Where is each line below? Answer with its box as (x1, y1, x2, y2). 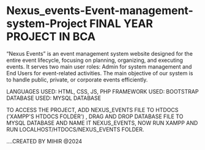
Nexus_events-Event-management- (6, 4, 194, 18)
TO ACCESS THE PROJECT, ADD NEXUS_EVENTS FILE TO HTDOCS (6, 106, 179, 113)
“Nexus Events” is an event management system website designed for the (6, 50, 193, 57)
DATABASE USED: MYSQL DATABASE (6, 94, 102, 102)
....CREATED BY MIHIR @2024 (6, 137, 83, 144)
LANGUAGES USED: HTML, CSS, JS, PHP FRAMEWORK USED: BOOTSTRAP (6, 88, 199, 95)
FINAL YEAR (89, 17, 153, 31)
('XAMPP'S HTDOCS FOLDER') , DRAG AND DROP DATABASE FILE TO (6, 113, 184, 120)
